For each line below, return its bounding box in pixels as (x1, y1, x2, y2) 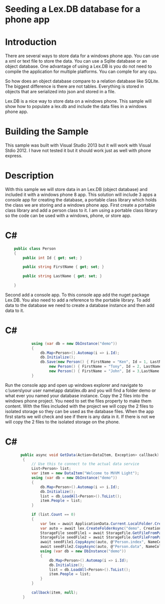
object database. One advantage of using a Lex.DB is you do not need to (5, 63, 152, 70)
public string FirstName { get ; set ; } (23, 264, 105, 269)
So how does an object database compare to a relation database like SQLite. (5, 78, 160, 84)
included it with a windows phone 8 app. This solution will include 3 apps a (5, 191, 157, 197)
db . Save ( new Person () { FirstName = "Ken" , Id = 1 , (40, 359, 148, 365)
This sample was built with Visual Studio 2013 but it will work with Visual (5, 142, 151, 149)
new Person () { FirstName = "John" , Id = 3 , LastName (49, 369, 160, 374)
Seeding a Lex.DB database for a (5, 3, 141, 15)
